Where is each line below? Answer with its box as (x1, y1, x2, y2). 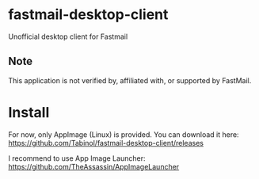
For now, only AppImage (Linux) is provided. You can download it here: (8, 129, 239, 139)
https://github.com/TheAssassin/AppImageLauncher (8, 162, 180, 171)
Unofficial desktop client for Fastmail (8, 32, 128, 41)
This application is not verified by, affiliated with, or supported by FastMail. (8, 75, 252, 85)
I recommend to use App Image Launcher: (8, 153, 146, 163)
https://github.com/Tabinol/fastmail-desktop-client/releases (8, 138, 204, 147)
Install (8, 103, 50, 121)
